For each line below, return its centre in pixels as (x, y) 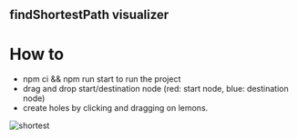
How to (37, 54)
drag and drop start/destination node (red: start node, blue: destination (155, 89)
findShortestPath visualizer (89, 15)
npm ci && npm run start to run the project (102, 79)
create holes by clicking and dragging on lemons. (115, 108)
